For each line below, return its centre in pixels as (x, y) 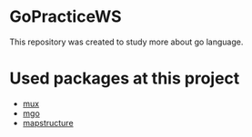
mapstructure (48, 122)
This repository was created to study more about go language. (126, 42)
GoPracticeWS (66, 17)
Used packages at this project (125, 78)
